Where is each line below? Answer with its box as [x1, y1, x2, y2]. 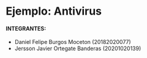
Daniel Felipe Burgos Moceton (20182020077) [14, 38, 131, 46]
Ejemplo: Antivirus [6, 4, 102, 18]
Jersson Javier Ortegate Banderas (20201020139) [14, 45, 141, 53]
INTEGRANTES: [6, 24, 47, 32]
